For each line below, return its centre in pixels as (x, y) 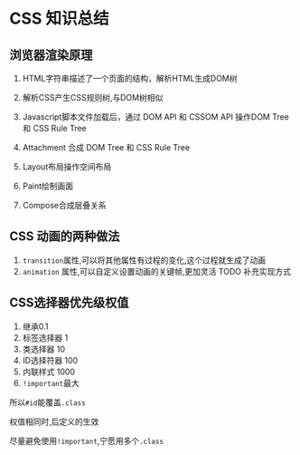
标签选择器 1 (45, 337)
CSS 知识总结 (60, 19)
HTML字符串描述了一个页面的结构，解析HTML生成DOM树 (130, 78)
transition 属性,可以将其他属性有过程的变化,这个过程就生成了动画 (144, 260)
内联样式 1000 (48, 372)
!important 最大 (51, 382)
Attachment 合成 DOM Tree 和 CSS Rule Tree (106, 147)
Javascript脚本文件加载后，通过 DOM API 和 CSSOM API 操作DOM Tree (155, 117)
